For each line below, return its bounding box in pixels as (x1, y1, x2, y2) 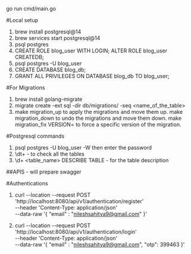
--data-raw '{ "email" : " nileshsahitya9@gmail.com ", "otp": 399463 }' (14, 241, 185, 248)
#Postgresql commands (6, 132, 65, 140)
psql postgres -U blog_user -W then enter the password (14, 144, 152, 151)
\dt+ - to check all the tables (14, 150, 84, 157)
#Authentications (6, 180, 49, 187)
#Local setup (6, 17, 39, 23)
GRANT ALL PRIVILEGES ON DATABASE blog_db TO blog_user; (14, 73, 170, 79)
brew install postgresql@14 (14, 28, 82, 35)
